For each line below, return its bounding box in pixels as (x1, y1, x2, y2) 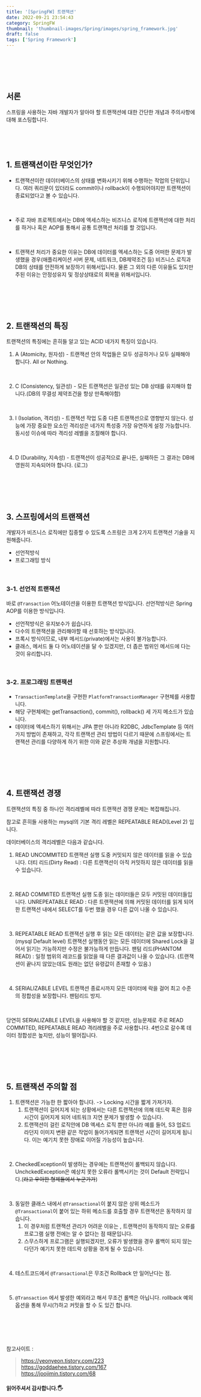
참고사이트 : (6, 1345, 34, 1352)
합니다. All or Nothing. (14, 358, 68, 366)
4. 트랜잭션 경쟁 (6, 788, 61, 799)
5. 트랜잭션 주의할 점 (6, 1082, 77, 1092)
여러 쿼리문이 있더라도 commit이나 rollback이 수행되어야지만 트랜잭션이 (23, 184, 191, 191)
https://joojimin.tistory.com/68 (20, 1370, 96, 1377)
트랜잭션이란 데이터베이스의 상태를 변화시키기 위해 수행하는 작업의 (14, 177, 169, 184)
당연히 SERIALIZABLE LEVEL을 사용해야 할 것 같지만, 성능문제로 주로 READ (6, 1016, 184, 1024)
